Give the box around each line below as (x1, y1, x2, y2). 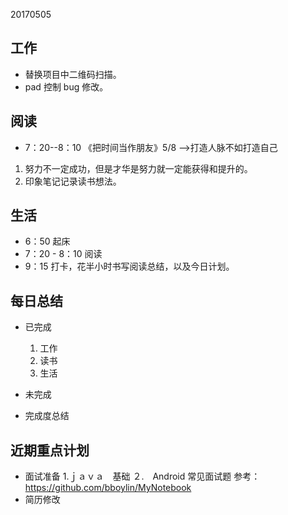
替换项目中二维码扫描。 (24, 68, 122, 80)
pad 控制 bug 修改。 (24, 80, 109, 93)
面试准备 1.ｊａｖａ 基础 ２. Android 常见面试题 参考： (24, 470, 261, 483)
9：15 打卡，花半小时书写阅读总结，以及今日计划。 (24, 260, 235, 273)
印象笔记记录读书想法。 (24, 175, 122, 187)
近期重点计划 (10, 442, 90, 459)
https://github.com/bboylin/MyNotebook (24, 482, 192, 494)
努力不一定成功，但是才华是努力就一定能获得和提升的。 (24, 162, 253, 174)
